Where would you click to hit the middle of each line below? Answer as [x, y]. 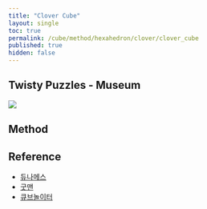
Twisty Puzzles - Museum [75, 85]
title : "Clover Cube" [45, 16]
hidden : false [32, 53]
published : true [35, 46]
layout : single [34, 23]
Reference [35, 157]
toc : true [25, 30]
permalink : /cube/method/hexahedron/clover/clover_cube [103, 38]
